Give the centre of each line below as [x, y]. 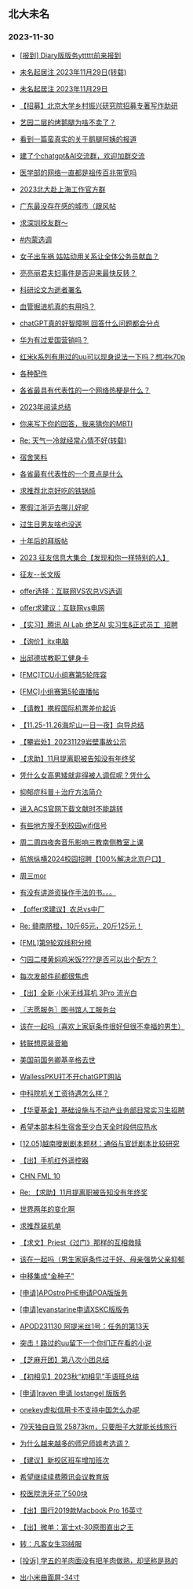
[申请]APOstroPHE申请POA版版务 [73, 1292]
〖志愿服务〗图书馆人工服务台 [67, 1009]
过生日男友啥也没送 [51, 524]
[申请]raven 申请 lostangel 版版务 [73, 1393]
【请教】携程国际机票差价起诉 [67, 708]
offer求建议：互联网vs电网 [62, 607]
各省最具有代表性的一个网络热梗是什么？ [85, 390]
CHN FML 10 [40, 1175]
